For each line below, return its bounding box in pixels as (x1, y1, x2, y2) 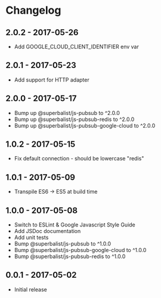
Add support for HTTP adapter (14, 76, 90, 83)
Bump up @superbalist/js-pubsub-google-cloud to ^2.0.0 (14, 122, 156, 129)
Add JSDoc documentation (14, 228, 81, 235)
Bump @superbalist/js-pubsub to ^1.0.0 (14, 240, 112, 247)
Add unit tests (14, 234, 49, 241)
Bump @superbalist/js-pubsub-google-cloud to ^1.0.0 (14, 247, 147, 254)
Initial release (14, 285, 47, 293)
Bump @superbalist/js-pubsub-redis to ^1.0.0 (14, 253, 126, 260)
